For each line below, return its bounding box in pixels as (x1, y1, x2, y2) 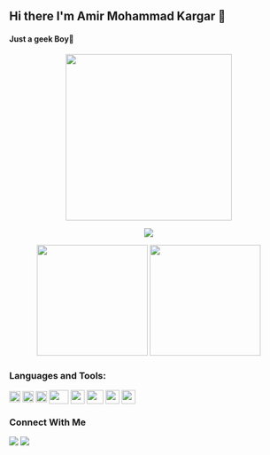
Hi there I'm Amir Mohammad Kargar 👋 (9, 9, 226, 24)
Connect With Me (9, 416, 87, 428)
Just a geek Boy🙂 (9, 33, 74, 44)
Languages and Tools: (9, 369, 106, 381)
